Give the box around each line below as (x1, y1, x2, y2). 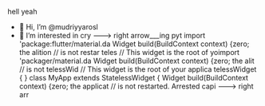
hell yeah (7, 7, 38, 16)
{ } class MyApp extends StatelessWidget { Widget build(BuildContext (18, 73, 249, 82)
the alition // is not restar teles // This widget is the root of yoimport (18, 48, 240, 57)
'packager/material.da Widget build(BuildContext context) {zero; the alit (18, 56, 255, 65)
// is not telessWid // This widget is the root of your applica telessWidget (18, 65, 257, 74)
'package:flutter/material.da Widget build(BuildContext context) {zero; (18, 39, 250, 49)
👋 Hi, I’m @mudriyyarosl (18, 22, 99, 31)
